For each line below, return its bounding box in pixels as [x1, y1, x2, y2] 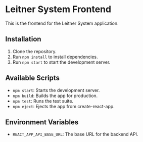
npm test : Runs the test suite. [12, 98, 74, 104]
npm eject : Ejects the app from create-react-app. [12, 103, 115, 109]
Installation [5, 35, 41, 43]
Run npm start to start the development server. [12, 59, 111, 65]
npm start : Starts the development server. [12, 87, 100, 93]
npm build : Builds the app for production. [12, 92, 98, 99]
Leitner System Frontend [5, 4, 112, 15]
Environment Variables [5, 118, 79, 126]
